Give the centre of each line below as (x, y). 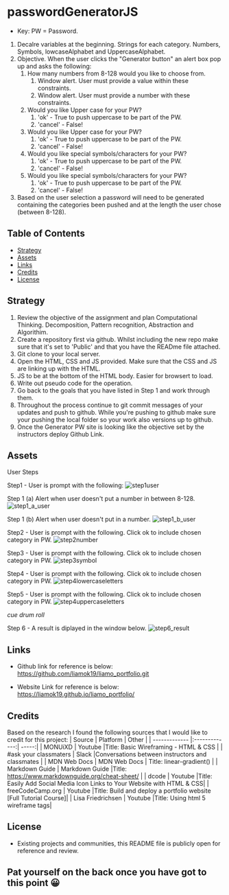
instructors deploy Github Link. (60, 434)
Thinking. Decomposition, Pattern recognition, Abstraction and (105, 325)
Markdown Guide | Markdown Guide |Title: (67, 769)
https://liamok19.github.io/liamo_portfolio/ (76, 695)
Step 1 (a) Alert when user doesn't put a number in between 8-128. (101, 499)
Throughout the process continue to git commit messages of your (110, 405)
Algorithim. (33, 332)
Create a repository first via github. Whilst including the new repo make (118, 339)
